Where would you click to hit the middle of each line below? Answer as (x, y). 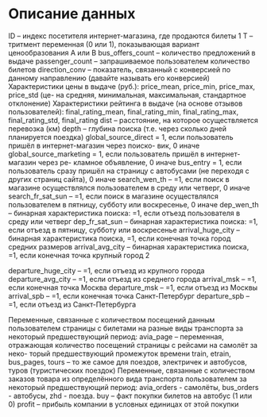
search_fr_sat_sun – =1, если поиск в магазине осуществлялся (113, 196)
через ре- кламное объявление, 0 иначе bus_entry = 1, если (140, 162)
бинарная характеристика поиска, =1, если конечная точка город (120, 238)
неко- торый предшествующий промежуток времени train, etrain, (120, 353)
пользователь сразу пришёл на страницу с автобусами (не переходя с (129, 171)
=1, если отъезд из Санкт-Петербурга (72, 304)
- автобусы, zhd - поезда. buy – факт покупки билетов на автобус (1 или (130, 396)
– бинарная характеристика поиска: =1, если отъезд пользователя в (124, 213)
